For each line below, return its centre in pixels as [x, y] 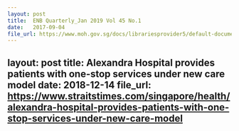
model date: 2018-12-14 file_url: [79, 85]
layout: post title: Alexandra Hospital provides [111, 62]
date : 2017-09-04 [36, 27]
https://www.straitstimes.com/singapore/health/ [119, 96]
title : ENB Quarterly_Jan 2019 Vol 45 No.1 [74, 21]
